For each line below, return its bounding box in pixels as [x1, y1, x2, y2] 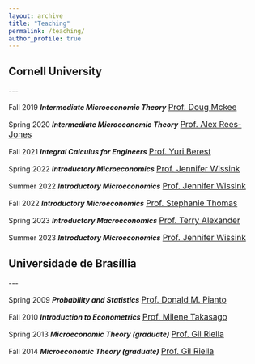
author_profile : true [8, 34, 82, 43]
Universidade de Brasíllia [8, 256, 137, 271]
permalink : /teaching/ [8, 27, 85, 35]
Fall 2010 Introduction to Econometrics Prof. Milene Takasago [8, 311, 228, 322]
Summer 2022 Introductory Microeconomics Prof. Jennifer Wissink [8, 180, 247, 192]
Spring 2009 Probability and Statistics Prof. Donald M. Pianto [8, 294, 227, 305]
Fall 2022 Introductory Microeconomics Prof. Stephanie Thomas [8, 197, 238, 209]
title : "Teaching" [8, 19, 70, 28]
